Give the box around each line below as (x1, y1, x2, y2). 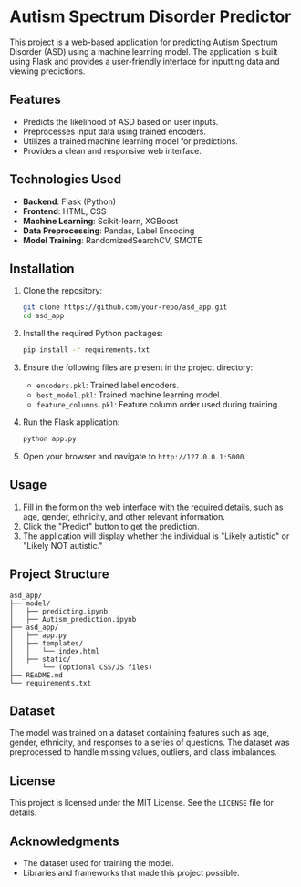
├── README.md (9, 670, 64, 680)
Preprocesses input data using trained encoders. (22, 126, 207, 137)
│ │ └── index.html (9, 646, 100, 655)
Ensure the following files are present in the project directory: (22, 362, 254, 373)
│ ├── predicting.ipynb (9, 606, 108, 616)
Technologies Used (9, 171, 121, 188)
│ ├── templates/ (9, 638, 84, 648)
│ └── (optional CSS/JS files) (9, 663, 153, 672)
